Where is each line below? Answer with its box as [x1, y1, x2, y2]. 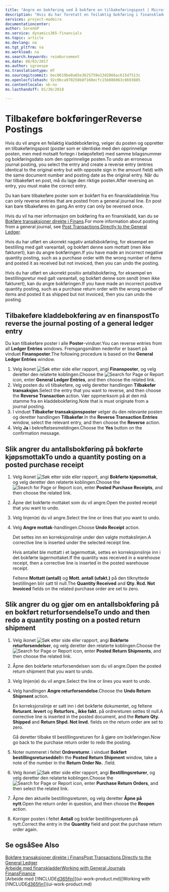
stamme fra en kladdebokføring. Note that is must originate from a [12, 398, 149, 404]
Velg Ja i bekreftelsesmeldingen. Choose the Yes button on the [12, 425, 142, 431]
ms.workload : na [5, 49, 39, 54]
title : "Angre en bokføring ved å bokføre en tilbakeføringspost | [5, 7, 150, 13]
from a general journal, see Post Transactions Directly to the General [5, 224, 147, 230]
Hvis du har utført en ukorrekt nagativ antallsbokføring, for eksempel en [5, 239, 154, 245]
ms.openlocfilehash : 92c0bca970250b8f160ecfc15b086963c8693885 [5, 77, 141, 82]
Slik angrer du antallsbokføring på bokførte [5, 444, 143, 453]
